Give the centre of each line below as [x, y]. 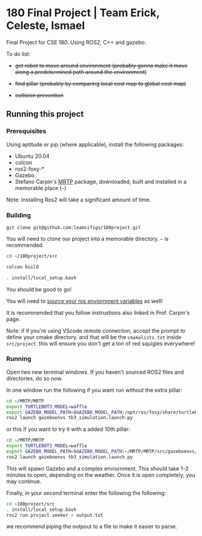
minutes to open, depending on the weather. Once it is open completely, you [101, 475]
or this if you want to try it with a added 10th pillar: [68, 429]
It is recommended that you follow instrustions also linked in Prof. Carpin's [98, 312]
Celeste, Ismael [46, 26]
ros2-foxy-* [29, 169]
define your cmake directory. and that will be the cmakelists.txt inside [94, 337]
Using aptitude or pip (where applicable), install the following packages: [95, 144]
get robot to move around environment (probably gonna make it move [101, 65]
